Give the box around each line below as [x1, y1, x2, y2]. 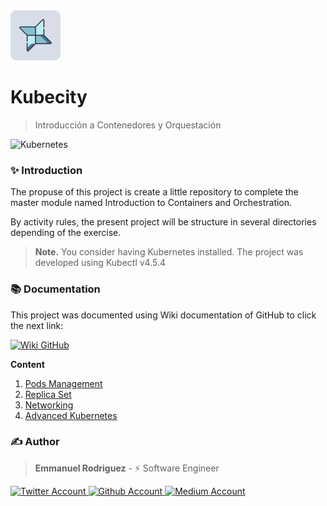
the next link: [10, 319, 64, 331]
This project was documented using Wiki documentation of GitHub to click [10, 309, 317, 321]
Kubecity [10, 86, 88, 109]
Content [10, 358, 45, 370]
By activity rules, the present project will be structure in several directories [10, 216, 317, 228]
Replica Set [24, 388, 72, 400]
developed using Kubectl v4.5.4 [34, 257, 167, 269]
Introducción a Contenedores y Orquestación [34, 119, 222, 131]
